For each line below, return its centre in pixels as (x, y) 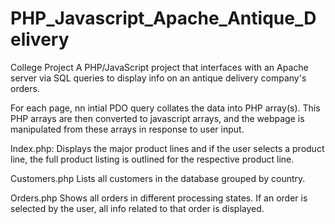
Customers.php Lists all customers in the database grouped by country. (158, 178)
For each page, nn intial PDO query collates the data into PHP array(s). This (165, 108)
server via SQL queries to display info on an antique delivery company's (158, 78)
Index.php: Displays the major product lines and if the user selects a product (167, 148)
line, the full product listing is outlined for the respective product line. (152, 159)
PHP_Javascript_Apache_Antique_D (163, 18)
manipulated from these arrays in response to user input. (127, 129)
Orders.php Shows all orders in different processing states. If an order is (159, 198)
